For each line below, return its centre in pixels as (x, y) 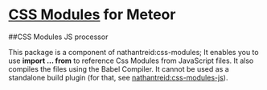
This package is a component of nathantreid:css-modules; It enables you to (133, 52)
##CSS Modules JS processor (58, 37)
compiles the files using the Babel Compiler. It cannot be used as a (119, 68)
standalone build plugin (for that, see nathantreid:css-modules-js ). (118, 77)
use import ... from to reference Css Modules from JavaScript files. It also (131, 61)
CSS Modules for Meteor (92, 15)
